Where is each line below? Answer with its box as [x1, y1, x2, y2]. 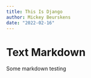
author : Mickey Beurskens [6, 14, 71, 20]
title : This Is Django [6, 8, 63, 15]
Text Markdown [6, 45, 86, 59]
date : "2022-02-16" [6, 20, 55, 26]
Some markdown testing [6, 65, 66, 72]
